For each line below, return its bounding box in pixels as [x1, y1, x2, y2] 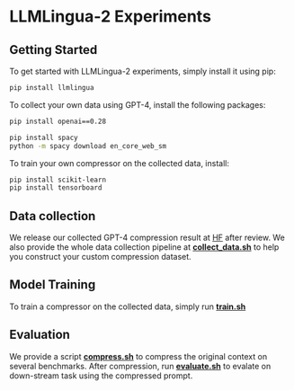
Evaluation [9, 327, 70, 342]
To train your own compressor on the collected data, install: [9, 157, 229, 168]
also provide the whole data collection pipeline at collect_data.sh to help [9, 242, 280, 253]
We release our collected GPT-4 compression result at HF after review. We [9, 232, 285, 244]
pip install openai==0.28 [9, 117, 106, 126]
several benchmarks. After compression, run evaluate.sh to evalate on [9, 360, 272, 371]
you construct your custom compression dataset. [9, 252, 192, 262]
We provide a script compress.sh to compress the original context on [9, 350, 268, 361]
